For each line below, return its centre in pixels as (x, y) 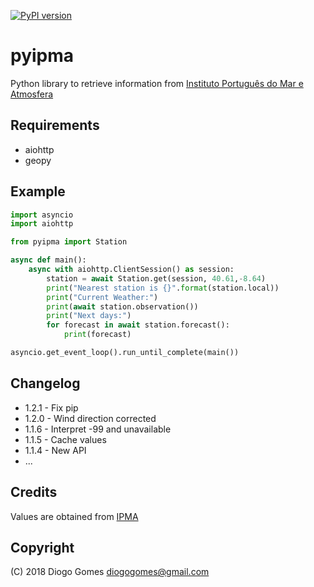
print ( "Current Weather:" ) (102, 297)
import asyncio (42, 215)
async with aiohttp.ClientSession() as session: (131, 270)
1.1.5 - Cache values (65, 439)
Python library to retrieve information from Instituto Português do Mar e (157, 83)
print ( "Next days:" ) (89, 316)
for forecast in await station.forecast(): (138, 325)
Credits (34, 492)
